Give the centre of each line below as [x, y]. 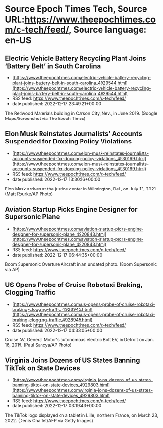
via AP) [12, 269]
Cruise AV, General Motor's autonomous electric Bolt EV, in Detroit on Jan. [80, 340]
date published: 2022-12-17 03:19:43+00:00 [57, 406]
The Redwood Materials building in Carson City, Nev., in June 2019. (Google [81, 113]
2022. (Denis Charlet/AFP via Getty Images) [49, 421]
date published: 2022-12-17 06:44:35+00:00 [57, 255]
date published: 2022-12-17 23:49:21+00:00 [57, 104]
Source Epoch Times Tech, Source [76, 9]
